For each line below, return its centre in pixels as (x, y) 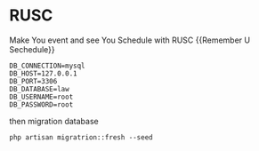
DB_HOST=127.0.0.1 (43, 73)
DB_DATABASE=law (39, 89)
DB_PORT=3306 (33, 81)
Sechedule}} (32, 49)
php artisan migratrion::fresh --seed (81, 137)
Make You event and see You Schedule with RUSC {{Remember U (130, 40)
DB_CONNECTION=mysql (48, 66)
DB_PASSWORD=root (41, 104)
